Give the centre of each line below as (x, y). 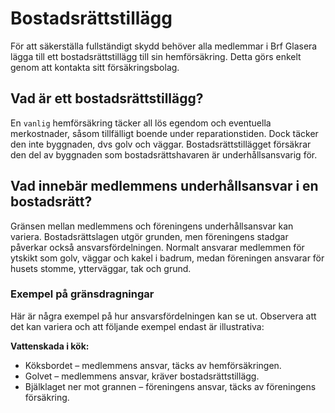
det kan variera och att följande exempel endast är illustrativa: (137, 326)
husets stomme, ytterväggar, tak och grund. (101, 268)
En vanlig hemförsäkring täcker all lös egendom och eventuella (141, 123)
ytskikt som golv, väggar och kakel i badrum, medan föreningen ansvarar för (167, 258)
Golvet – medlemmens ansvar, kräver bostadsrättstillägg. (142, 376)
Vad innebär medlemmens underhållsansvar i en (164, 186)
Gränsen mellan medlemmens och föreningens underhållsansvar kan (152, 226)
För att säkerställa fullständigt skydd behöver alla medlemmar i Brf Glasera (164, 46)
